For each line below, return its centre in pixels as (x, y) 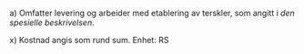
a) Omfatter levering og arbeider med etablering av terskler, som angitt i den (152, 13)
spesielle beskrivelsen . (52, 22)
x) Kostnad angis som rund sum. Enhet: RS (89, 40)
